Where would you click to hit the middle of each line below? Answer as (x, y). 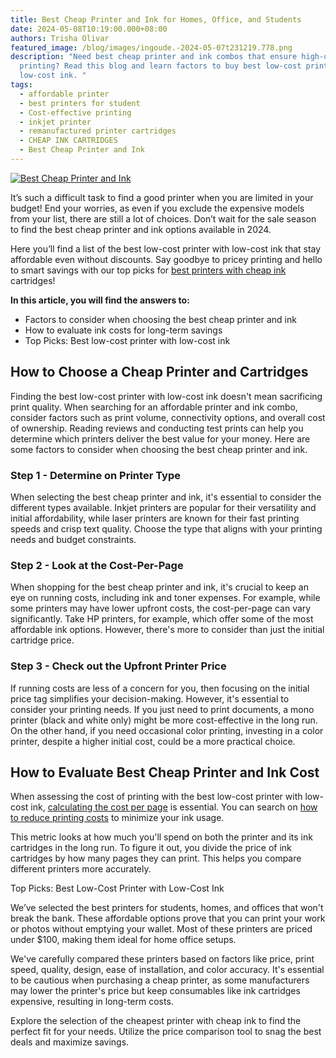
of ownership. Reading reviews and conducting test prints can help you (157, 428)
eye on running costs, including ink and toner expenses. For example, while (165, 598)
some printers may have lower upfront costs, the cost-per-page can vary (161, 608)
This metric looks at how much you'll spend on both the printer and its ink (161, 837)
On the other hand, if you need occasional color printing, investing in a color (167, 730)
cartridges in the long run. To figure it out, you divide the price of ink (151, 848)
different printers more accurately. (81, 869)
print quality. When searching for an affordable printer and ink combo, (154, 407)
